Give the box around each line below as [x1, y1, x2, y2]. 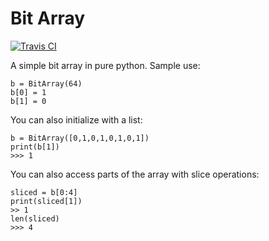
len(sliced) [10, 213, 60, 224]
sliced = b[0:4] [10, 187, 78, 197]
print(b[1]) [10, 142, 60, 152]
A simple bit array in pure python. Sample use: [10, 59, 201, 71]
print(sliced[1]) [10, 196, 83, 206]
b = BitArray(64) [10, 78, 83, 89]
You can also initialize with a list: [10, 113, 143, 126]
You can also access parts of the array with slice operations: [10, 168, 260, 180]
